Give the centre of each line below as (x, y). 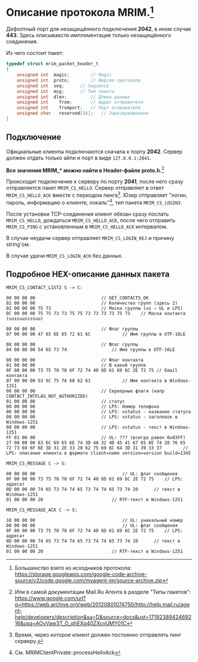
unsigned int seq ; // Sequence (63, 86)
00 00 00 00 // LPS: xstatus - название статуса (99, 412)
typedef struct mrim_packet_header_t (52, 64)
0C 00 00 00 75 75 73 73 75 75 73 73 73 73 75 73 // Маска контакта (96, 314)
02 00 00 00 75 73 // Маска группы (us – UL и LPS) (95, 309)
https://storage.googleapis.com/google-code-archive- (81, 575)
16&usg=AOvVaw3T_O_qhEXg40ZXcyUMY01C (71, 624)
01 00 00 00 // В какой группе (76, 365)
